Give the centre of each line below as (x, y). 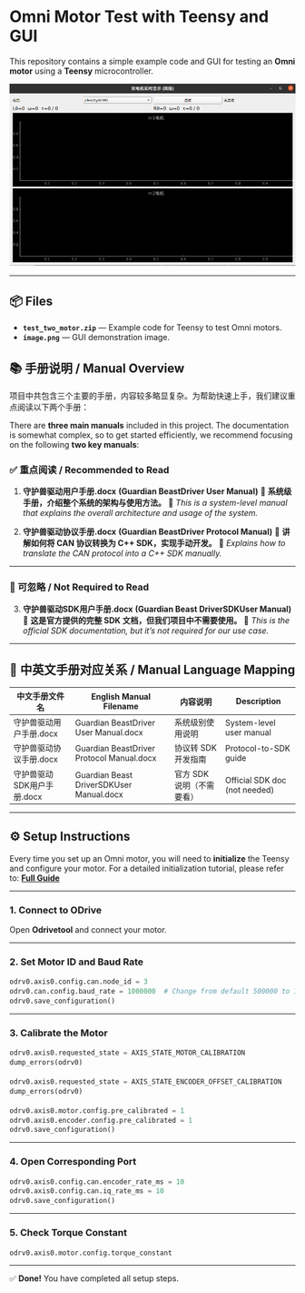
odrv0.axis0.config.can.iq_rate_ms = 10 (87, 1191)
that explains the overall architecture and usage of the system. (140, 513)
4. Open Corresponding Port (73, 1162)
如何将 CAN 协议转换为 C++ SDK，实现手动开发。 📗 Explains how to (158, 543)
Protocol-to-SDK (258, 749)
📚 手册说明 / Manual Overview (97, 368)
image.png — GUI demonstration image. (96, 338)
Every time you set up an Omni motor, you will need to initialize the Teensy (149, 858)
